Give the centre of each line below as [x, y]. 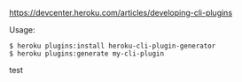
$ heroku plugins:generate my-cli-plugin [87, 54]
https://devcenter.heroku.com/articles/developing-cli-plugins [121, 13]
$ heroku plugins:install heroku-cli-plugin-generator [113, 46]
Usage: [22, 30]
